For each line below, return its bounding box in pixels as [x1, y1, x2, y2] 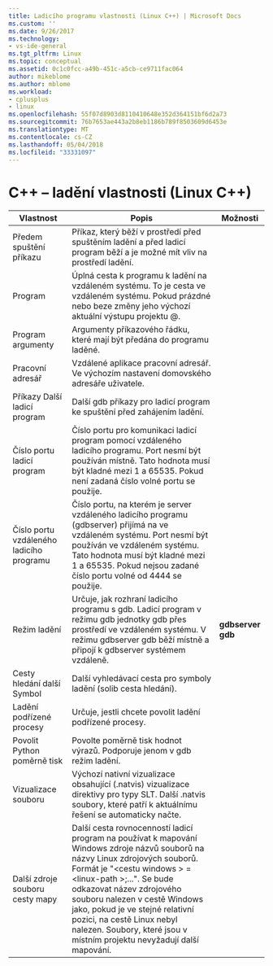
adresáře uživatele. [71, 378, 145, 389]
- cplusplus [8, 95, 49, 103]
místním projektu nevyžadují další [71, 934, 199, 946]
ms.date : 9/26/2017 [8, 27, 75, 35]
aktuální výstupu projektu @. [71, 311, 181, 322]
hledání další [12, 678, 61, 689]
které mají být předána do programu [71, 334, 210, 346]
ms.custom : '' [8, 20, 57, 28]
